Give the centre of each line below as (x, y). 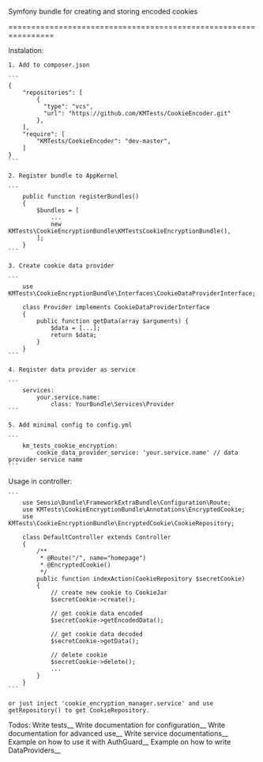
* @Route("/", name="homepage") (93, 558)
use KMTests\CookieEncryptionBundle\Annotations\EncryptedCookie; (134, 510)
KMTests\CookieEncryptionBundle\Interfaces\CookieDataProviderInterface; (132, 294)
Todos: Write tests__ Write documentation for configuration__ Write (117, 725)
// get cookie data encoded (97, 613)
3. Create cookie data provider (61, 266)
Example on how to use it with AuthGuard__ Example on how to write (120, 742)
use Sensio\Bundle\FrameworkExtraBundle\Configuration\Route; (127, 502)
